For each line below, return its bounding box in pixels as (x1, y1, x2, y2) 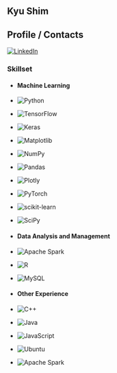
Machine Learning (16, 81, 70, 89)
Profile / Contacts (7, 29, 84, 41)
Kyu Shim (7, 5, 49, 17)
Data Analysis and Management (16, 231, 111, 240)
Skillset (7, 65, 33, 74)
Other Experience (16, 290, 68, 298)
